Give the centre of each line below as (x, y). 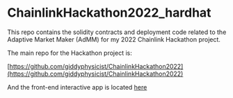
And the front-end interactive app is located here (77, 87)
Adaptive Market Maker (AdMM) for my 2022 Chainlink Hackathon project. (114, 39)
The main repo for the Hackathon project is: (70, 53)
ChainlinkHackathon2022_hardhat (109, 13)
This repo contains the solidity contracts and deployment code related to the (117, 32)
